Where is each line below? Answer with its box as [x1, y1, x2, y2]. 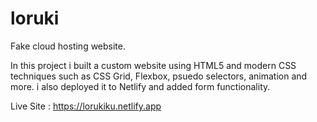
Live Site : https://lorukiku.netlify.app [10, 100, 162, 112]
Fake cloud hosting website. [10, 40, 127, 52]
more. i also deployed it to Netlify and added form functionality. [10, 80, 271, 92]
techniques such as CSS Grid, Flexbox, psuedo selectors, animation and [10, 70, 308, 82]
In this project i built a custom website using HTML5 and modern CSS [10, 59, 297, 71]
